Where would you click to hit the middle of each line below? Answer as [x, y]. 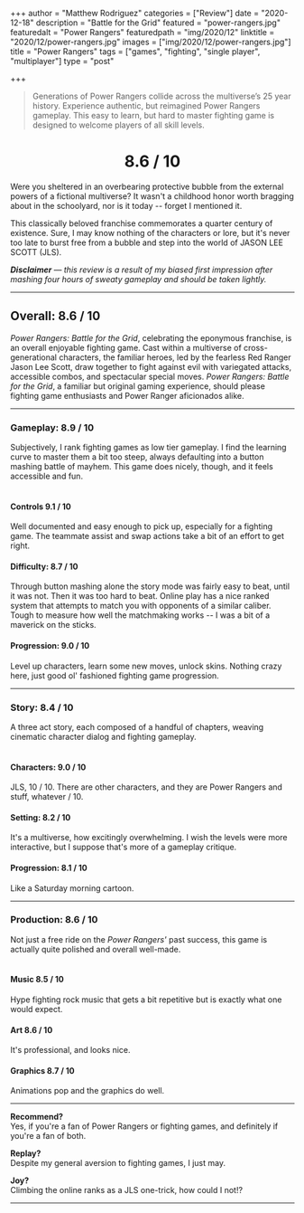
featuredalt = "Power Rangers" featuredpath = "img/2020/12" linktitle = [143, 32]
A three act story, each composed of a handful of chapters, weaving [137, 726]
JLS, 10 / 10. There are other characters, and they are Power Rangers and [147, 787]
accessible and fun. [47, 476]
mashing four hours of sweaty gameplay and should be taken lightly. [138, 279]
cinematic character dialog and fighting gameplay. [103, 736]
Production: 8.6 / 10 [54, 920]
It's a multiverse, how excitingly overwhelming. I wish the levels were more [149, 838]
